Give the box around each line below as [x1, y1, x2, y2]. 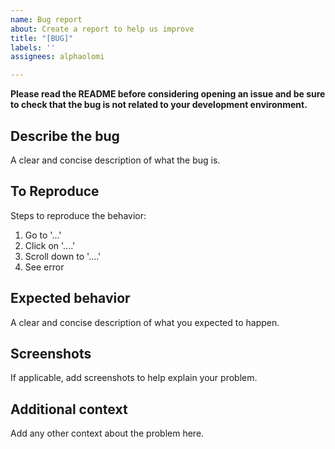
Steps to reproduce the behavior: [10, 209, 147, 221]
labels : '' [10, 42, 56, 53]
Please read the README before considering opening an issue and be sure [10, 88, 326, 100]
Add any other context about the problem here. [10, 427, 205, 440]
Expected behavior [10, 290, 131, 307]
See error [24, 261, 65, 273]
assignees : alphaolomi [10, 52, 105, 62]
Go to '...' [24, 229, 62, 241]
